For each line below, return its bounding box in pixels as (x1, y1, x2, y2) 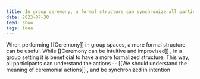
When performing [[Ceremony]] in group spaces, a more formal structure (6, 41, 186, 48)
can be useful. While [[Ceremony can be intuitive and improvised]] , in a (6, 48, 183, 55)
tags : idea (6, 25, 33, 31)
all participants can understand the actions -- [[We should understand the (6, 60, 187, 67)
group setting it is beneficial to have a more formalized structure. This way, (6, 54, 190, 61)
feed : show (6, 19, 33, 25)
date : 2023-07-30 (6, 14, 49, 20)
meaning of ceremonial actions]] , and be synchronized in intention (6, 66, 171, 74)
